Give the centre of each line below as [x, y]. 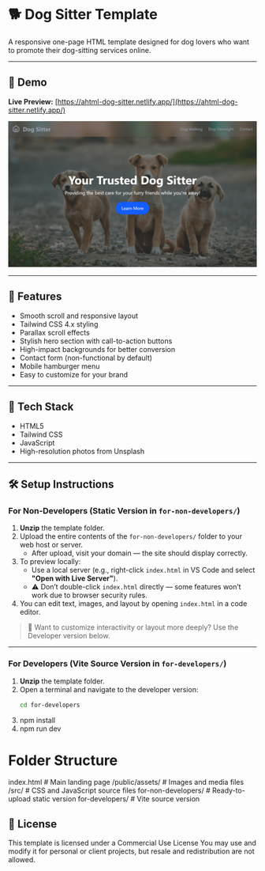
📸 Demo [28, 83]
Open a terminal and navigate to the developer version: [109, 689]
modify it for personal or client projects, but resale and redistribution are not [131, 851]
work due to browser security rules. [89, 595]
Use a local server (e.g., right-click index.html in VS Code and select [143, 570]
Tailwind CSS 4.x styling [59, 324]
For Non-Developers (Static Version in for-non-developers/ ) [124, 511]
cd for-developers [50, 705]
